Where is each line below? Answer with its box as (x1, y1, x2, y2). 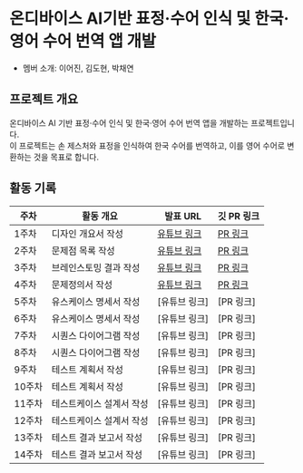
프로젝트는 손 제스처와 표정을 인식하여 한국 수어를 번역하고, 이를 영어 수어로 (18, 140, 286, 150)
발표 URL (164, 209, 202, 222)
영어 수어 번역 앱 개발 (9, 31, 157, 52)
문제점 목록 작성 (51, 244, 115, 256)
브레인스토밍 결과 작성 (51, 261, 141, 274)
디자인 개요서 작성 (51, 227, 124, 240)
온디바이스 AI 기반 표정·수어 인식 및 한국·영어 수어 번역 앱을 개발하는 (9, 117, 249, 128)
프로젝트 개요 (9, 92, 79, 107)
